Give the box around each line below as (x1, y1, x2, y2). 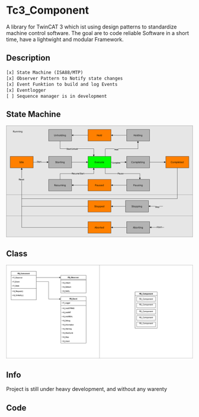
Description (6, 53, 50, 63)
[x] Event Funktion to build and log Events (6, 81, 118, 87)
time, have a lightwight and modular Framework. (6, 36, 124, 43)
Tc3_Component (6, 4, 89, 17)
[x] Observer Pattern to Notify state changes (6, 75, 123, 81)
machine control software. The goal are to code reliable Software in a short (6, 29, 190, 36)
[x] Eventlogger (6, 87, 46, 93)
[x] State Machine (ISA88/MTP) (6, 69, 84, 75)
